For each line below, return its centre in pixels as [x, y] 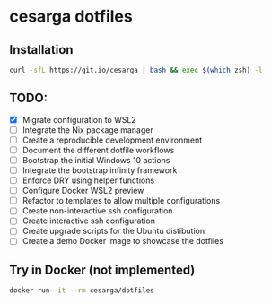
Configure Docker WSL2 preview [83, 191]
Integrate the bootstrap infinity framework [100, 170]
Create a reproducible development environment [112, 140]
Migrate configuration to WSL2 [79, 119]
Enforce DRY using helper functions [88, 180]
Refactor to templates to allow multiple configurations [121, 201]
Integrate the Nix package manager [88, 130]
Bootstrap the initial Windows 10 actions [96, 160]
